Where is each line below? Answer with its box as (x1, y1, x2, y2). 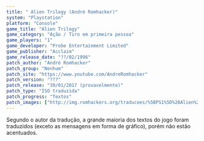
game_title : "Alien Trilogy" (6, 26, 80, 32)
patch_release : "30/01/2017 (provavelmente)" (6, 83, 123, 89)
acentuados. (6, 129, 38, 136)
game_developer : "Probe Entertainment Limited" (6, 43, 129, 49)
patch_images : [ (6, 99, 47, 105)
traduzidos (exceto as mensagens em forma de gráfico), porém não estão (6, 122, 191, 129)
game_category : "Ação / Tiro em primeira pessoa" (6, 32, 135, 38)
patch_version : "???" (6, 77, 61, 83)
